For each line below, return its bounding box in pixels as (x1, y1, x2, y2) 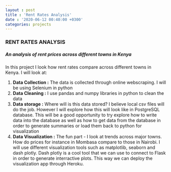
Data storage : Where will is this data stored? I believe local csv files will (12, 101, 165, 107)
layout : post (5, 7, 36, 13)
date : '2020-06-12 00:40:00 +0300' (5, 17, 83, 22)
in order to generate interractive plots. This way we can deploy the (12, 155, 153, 161)
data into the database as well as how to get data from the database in (12, 117, 161, 124)
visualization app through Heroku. (12, 161, 84, 167)
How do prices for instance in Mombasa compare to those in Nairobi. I (12, 139, 160, 145)
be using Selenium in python (12, 85, 73, 91)
